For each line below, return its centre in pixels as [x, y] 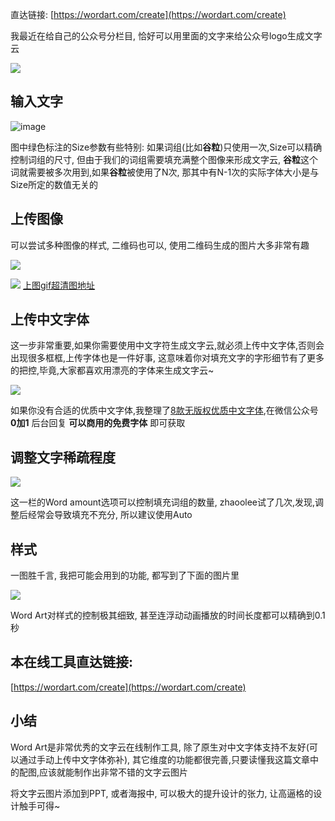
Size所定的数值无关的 [54, 184]
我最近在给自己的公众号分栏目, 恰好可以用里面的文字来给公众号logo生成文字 [166, 36]
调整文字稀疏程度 [63, 457]
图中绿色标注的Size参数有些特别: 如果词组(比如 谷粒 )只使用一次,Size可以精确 [166, 147]
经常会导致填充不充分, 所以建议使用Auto [110, 515]
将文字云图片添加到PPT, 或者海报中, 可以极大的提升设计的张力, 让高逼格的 [162, 793]
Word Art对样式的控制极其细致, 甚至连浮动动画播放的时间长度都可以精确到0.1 [168, 615]
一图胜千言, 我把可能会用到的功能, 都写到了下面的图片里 [125, 575]
